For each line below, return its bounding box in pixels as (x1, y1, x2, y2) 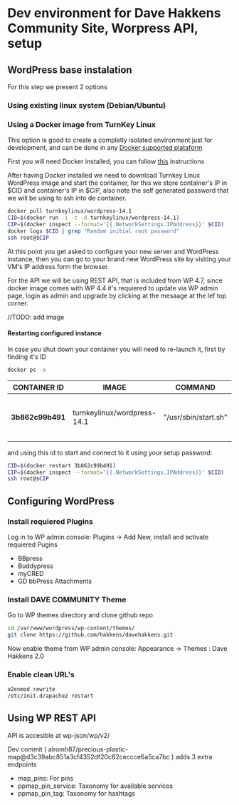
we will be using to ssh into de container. (7, 194, 127, 203)
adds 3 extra (175, 752, 213, 761)
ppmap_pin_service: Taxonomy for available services (17, 781, 173, 790)
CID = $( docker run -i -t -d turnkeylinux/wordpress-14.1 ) (7, 214, 180, 222)
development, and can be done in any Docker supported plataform (7, 143, 203, 152)
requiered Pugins (7, 540, 58, 549)
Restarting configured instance (7, 329, 102, 338)
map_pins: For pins (17, 774, 73, 782)
